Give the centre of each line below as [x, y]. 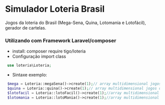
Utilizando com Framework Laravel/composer [61, 40]
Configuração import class [39, 56]
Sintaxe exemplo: [30, 75]
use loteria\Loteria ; [29, 66]
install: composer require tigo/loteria [49, 51]
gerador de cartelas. [26, 27]
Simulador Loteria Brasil [55, 9]
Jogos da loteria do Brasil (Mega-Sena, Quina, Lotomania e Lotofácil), [76, 23]
